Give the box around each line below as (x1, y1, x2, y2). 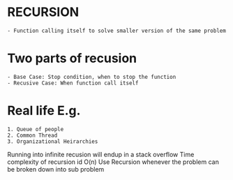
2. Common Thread (7, 132, 58, 139)
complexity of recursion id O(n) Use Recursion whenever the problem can (7, 158, 220, 166)
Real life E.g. (7, 103, 81, 119)
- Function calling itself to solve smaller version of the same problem (7, 27, 227, 34)
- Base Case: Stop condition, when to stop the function (7, 73, 176, 80)
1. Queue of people (7, 126, 64, 133)
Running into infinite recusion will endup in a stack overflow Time (7, 150, 195, 158)
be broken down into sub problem (7, 165, 105, 173)
